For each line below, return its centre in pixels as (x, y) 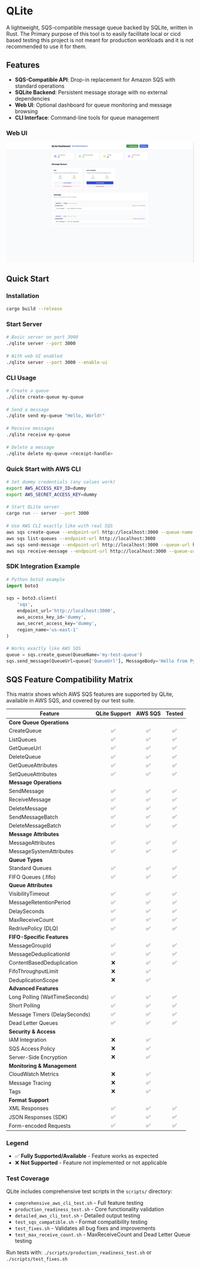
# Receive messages (30, 428)
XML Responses (29, 1108)
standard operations (40, 86)
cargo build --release (34, 309)
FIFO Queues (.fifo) (32, 877)
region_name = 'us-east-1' (48, 630)
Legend (17, 1143)
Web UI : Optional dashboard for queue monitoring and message (93, 105)
